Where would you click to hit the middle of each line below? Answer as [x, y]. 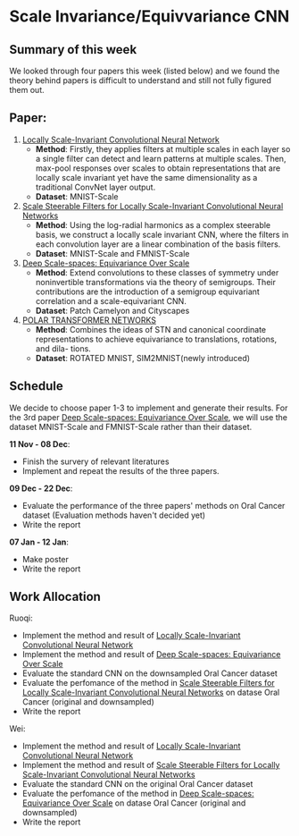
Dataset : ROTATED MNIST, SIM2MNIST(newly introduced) [143, 358]
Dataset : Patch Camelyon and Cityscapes [112, 310]
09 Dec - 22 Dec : [41, 488]
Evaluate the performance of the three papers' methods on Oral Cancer [154, 505]
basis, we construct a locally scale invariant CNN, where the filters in [162, 234]
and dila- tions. [63, 348]
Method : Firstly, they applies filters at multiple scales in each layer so [163, 148]
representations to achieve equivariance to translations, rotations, [156, 339]
